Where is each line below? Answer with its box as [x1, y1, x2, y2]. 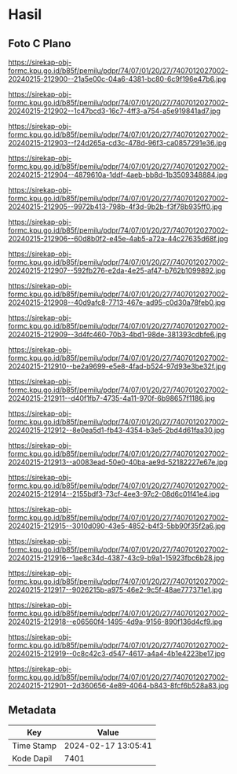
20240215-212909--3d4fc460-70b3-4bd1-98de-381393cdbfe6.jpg [8, 330, 227, 339]
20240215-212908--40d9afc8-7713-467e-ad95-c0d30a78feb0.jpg [8, 298, 226, 307]
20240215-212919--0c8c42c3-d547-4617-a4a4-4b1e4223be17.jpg [8, 649, 225, 658]
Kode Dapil [12, 753, 53, 764]
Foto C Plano [8, 37, 71, 50]
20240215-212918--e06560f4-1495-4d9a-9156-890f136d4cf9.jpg [8, 617, 223, 626]
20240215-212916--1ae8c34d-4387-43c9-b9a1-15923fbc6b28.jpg [8, 553, 225, 563]
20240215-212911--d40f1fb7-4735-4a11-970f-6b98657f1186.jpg [8, 394, 216, 402]
